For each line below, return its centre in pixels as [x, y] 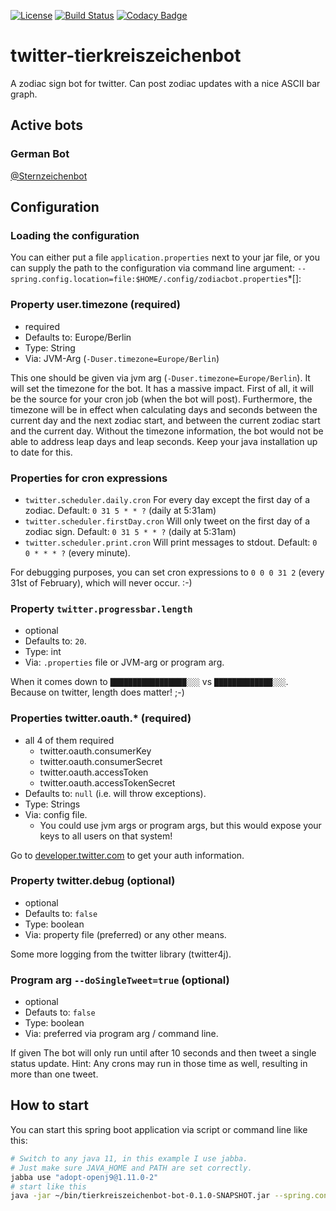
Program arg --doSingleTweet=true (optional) [120, 980]
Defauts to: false [60, 1012]
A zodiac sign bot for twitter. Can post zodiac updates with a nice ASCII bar [165, 83]
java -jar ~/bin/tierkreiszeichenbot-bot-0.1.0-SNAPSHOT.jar [140, 1196]
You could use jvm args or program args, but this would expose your [180, 825]
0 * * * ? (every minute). [77, 552]
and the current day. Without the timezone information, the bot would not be [167, 431]
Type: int [43, 652]
